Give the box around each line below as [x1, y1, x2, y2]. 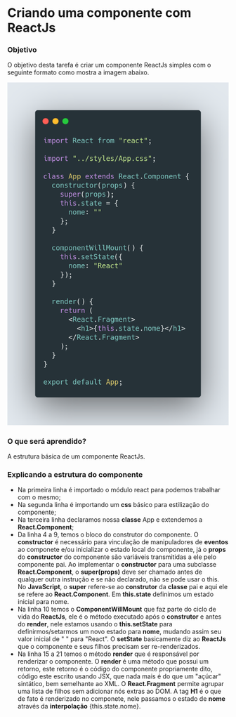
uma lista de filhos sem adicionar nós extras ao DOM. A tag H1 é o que [17, 687, 222, 696]
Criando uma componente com [7, 5, 192, 21]
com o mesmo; [17, 493, 61, 501]
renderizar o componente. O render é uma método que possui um [17, 657, 209, 666]
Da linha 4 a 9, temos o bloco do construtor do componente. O [17, 530, 199, 539]
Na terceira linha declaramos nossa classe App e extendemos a [17, 515, 203, 524]
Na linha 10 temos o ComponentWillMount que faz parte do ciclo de [17, 605, 216, 614]
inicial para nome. [17, 598, 70, 606]
